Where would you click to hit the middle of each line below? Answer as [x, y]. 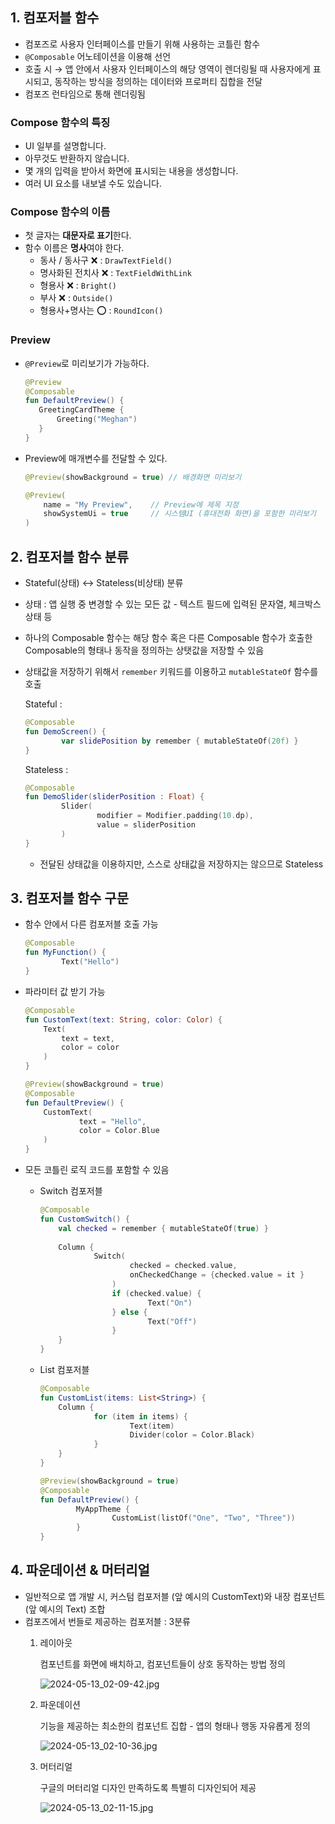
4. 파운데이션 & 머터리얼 [80, 1570]
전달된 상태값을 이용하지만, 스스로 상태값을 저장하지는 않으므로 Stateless [181, 864]
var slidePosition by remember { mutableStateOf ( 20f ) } [180, 741]
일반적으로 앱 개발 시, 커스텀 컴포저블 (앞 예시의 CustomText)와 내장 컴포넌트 [175, 1596]
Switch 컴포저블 [71, 1191]
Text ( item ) [152, 1426]
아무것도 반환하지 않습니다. [77, 159]
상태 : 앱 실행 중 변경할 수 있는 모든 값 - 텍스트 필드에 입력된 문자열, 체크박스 [173, 604]
